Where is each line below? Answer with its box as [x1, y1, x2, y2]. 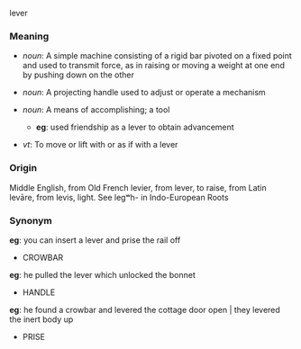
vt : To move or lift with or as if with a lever [22, 139, 178, 150]
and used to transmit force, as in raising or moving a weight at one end [22, 60, 286, 71]
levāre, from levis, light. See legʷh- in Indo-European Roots [9, 192, 229, 202]
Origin [9, 162, 38, 174]
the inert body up [9, 314, 74, 325]
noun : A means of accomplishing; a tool [22, 104, 170, 115]
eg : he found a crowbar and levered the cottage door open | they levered [9, 304, 281, 315]
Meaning [9, 30, 50, 42]
